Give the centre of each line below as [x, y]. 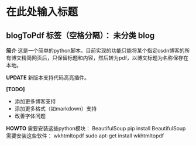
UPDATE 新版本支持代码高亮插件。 [48, 77]
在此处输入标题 [42, 12]
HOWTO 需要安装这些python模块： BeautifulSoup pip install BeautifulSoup [96, 128]
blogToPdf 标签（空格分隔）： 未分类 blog [80, 35]
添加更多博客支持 [35, 101]
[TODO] [16, 89]
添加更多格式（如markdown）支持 [56, 108]
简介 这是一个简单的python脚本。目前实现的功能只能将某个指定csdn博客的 [96, 51]
